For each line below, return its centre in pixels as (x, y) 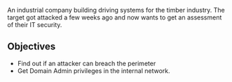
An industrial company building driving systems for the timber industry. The (116, 10)
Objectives (32, 47)
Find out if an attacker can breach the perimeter (87, 63)
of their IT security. (35, 25)
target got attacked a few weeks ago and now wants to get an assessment (115, 17)
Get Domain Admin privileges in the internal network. (94, 71)
